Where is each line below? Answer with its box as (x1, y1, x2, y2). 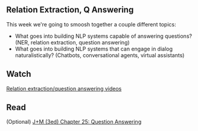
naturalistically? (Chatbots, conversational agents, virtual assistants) (14, 51, 185, 59)
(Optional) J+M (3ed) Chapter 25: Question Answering (6, 118, 142, 126)
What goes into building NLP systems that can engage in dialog (14, 45, 173, 52)
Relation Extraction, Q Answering (6, 5, 134, 15)
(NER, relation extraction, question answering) (14, 38, 130, 46)
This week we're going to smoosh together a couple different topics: (6, 20, 176, 28)
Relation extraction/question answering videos (6, 85, 122, 92)
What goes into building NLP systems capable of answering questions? (14, 32, 192, 40)
